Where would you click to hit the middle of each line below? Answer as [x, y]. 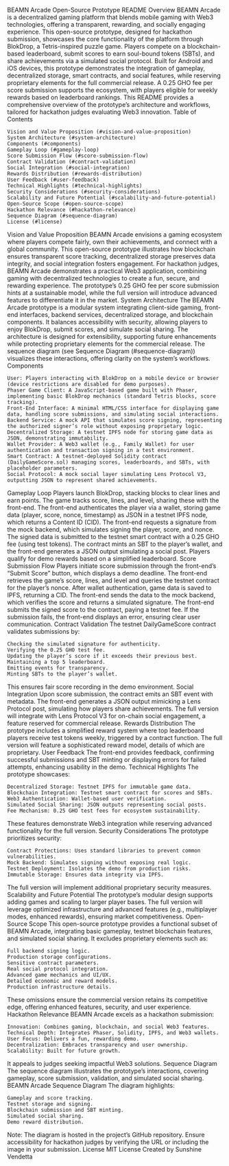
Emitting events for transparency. [58, 668]
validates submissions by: [44, 631]
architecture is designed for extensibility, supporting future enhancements [112, 336]
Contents [20, 119]
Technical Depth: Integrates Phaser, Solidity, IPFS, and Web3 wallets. [113, 1033]
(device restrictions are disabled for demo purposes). [88, 384]
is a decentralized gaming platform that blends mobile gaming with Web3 [110, 17]
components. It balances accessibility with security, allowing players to [107, 322]
